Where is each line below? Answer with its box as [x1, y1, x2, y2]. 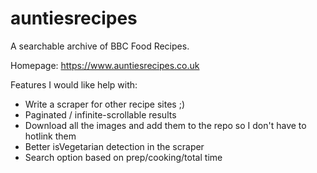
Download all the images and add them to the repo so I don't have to [24, 119, 307, 131]
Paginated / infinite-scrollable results [24, 108, 177, 121]
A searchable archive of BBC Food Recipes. [10, 40, 190, 52]
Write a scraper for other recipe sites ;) [24, 98, 186, 110]
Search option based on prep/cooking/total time [24, 151, 223, 163]
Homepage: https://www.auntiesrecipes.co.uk [10, 59, 200, 71]
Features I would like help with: [10, 78, 138, 91]
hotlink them [24, 130, 77, 142]
